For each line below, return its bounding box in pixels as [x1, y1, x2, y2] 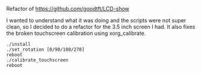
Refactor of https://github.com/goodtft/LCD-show [6, 5, 129, 12]
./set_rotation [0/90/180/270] [6, 46, 85, 52]
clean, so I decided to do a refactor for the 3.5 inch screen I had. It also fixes [6, 24, 196, 30]
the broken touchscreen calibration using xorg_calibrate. [6, 30, 146, 37]
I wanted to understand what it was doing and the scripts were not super [6, 17, 187, 24]
